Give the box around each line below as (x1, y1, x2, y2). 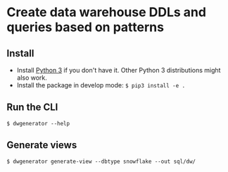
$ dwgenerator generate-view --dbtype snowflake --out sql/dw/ (6, 158, 196, 165)
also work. (16, 73, 47, 82)
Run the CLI (6, 102, 58, 113)
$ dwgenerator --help (6, 120, 70, 127)
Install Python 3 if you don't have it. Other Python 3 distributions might (16, 66, 221, 74)
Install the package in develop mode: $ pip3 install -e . (16, 81, 186, 89)
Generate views (6, 139, 77, 152)
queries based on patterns (6, 19, 165, 35)
